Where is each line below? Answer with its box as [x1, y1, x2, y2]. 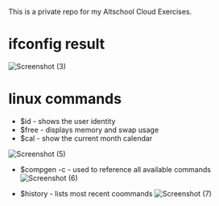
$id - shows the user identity [19, 116, 116, 126]
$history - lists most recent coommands [19, 188, 153, 198]
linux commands [8, 90, 122, 108]
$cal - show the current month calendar [19, 133, 153, 143]
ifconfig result [8, 35, 105, 53]
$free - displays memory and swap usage [19, 125, 159, 134]
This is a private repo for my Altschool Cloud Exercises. [8, 7, 192, 16]
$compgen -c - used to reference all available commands [19, 164, 212, 174]
